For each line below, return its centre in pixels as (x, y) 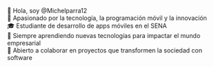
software (20, 58)
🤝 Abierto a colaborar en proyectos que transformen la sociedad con (105, 50)
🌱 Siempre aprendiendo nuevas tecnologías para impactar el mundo (104, 36)
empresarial (24, 43)
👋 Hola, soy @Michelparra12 (47, 11)
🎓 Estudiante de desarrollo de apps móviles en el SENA (87, 26)
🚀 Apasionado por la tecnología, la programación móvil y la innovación (107, 18)
